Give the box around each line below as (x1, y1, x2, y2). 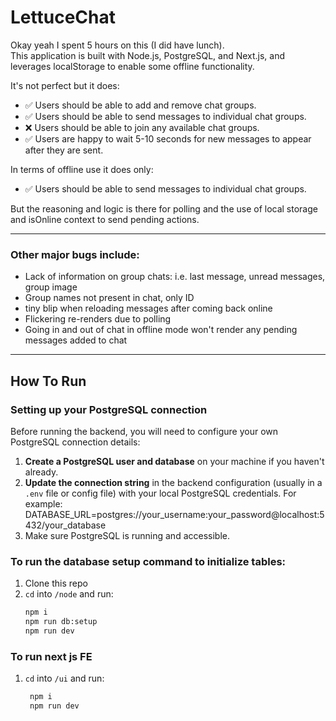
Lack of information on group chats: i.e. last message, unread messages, (24, 271, 326, 283)
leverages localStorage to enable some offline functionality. (10, 60, 255, 72)
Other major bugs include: (10, 247, 140, 261)
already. (24, 466, 59, 478)
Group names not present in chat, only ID (24, 292, 195, 304)
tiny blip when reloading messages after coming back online (24, 302, 273, 315)
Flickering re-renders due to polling (24, 313, 172, 325)
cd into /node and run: (24, 588, 114, 600)
